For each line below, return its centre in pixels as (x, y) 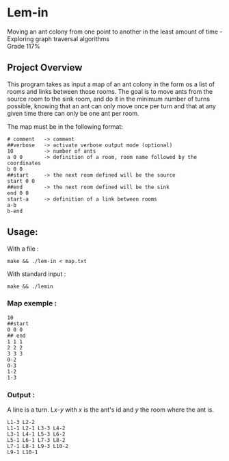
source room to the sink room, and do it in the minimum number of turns (109, 99)
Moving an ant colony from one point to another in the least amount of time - (115, 32)
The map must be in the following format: (65, 126)
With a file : (23, 249)
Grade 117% (24, 46)
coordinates (24, 163)
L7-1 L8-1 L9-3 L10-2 (38, 447)
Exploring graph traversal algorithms (58, 38)
